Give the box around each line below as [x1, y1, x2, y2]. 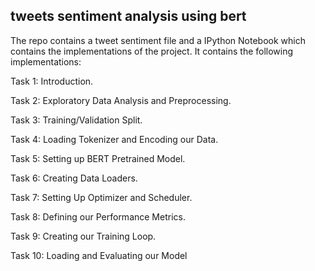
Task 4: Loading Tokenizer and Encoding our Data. [10, 133, 219, 145]
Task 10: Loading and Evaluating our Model [10, 249, 188, 261]
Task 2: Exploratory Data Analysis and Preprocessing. [10, 94, 232, 106]
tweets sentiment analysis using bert [10, 8, 247, 25]
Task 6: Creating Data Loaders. [10, 172, 138, 184]
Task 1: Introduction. [10, 75, 94, 87]
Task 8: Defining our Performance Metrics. [10, 210, 186, 223]
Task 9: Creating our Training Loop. [10, 230, 157, 242]
